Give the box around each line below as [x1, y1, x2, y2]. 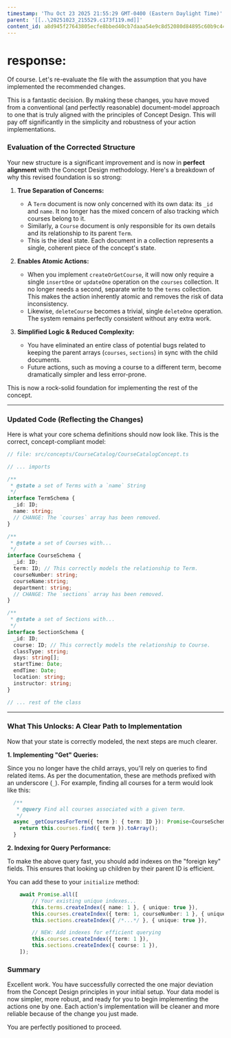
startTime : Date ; [13, 661, 63, 668]
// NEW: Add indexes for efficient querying [32, 929, 162, 936]
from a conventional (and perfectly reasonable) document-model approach [7, 103, 220, 112]
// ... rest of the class [7, 699, 81, 706]
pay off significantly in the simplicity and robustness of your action [7, 118, 196, 126]
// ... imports [7, 463, 51, 470]
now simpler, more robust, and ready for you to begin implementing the [7, 995, 209, 1004]
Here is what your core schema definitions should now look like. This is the [7, 430, 219, 438]
